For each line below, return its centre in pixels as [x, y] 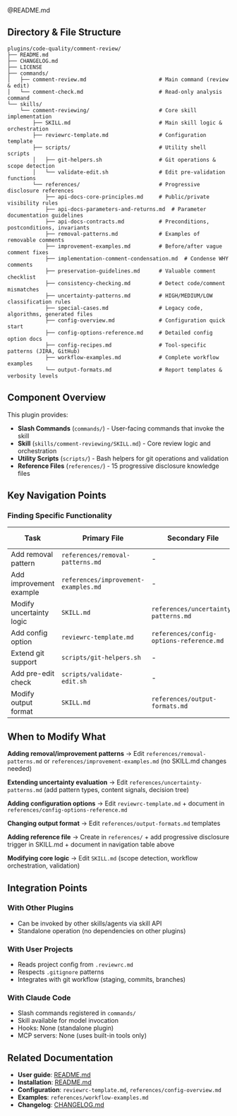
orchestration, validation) [44, 866]
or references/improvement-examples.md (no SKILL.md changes [135, 761]
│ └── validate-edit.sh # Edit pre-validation [129, 172]
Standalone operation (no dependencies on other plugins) [102, 930]
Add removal [32, 555]
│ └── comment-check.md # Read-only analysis [115, 92]
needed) [20, 769]
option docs [25, 339]
